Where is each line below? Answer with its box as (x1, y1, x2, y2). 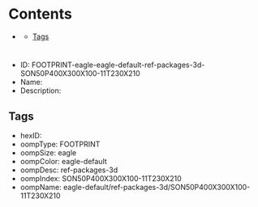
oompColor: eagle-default (19, 156, 107, 166)
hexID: (19, 130, 42, 140)
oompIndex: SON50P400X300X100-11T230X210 (19, 173, 183, 183)
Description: (19, 86, 62, 95)
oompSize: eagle (19, 147, 77, 158)
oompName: (19, 182, 62, 192)
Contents (8, 5, 73, 23)
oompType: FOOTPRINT (19, 139, 101, 149)
